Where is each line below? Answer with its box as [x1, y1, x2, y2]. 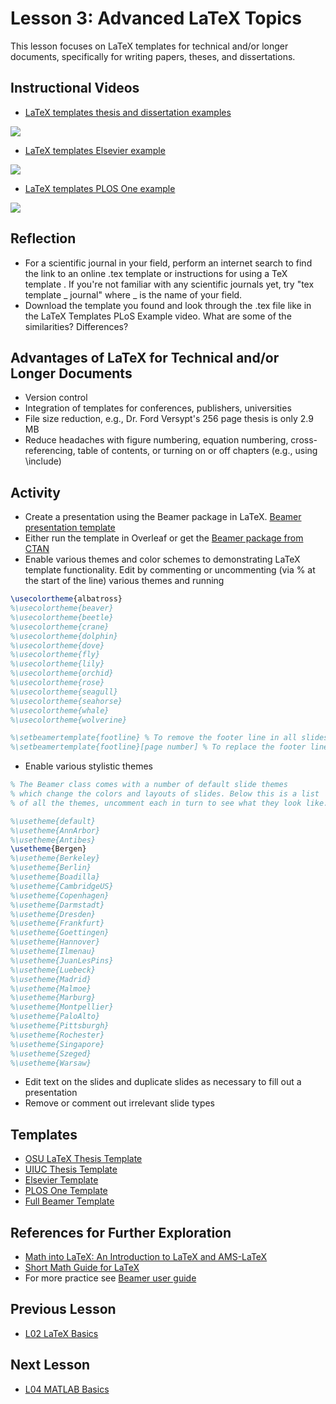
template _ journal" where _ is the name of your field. [24, 288, 243, 301]
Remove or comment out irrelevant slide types [24, 1097, 216, 1109]
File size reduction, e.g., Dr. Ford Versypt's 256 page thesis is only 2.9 [24, 413, 314, 425]
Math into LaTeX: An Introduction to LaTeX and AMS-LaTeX [24, 1251, 268, 1263]
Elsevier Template [24, 1174, 99, 1186]
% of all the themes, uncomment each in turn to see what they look [10, 798, 302, 808]
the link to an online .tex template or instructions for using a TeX [24, 267, 288, 279]
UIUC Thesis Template [24, 1163, 118, 1176]
